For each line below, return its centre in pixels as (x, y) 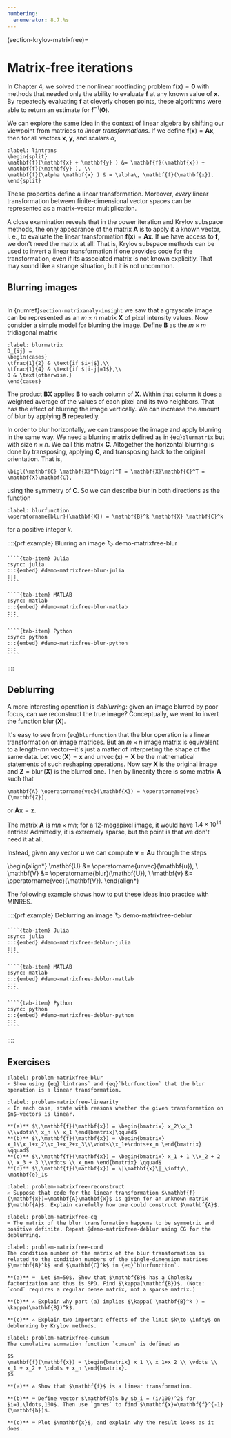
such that (21, 778)
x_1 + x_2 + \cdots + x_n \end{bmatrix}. (68, 1369)
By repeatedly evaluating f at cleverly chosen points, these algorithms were (114, 102)
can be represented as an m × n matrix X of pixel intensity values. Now (108, 317)
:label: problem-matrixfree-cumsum (58, 1338)
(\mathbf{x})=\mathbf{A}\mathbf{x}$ (60, 1199)
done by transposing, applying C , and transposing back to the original (106, 451)
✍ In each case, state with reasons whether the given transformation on (115, 1108)
